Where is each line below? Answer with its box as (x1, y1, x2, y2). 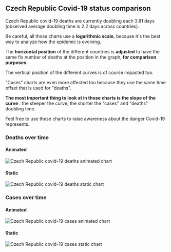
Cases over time (5, 194, 47, 201)
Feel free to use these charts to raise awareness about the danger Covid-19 (5, 115, 165, 122)
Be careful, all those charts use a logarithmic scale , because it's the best (5, 33, 161, 39)
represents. (5, 121, 30, 127)
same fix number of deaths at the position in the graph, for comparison (5, 54, 157, 60)
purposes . (5, 59, 28, 66)
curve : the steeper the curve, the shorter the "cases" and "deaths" (5, 100, 148, 106)
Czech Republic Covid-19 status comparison (5, 4, 151, 13)
